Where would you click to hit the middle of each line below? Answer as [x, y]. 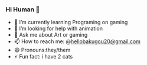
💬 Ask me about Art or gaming [51, 35]
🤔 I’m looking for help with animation [58, 28]
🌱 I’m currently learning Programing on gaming [71, 22]
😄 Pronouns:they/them [42, 50]
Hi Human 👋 [23, 9]
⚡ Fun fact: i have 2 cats [43, 57]
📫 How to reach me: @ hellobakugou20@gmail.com [77, 41]
